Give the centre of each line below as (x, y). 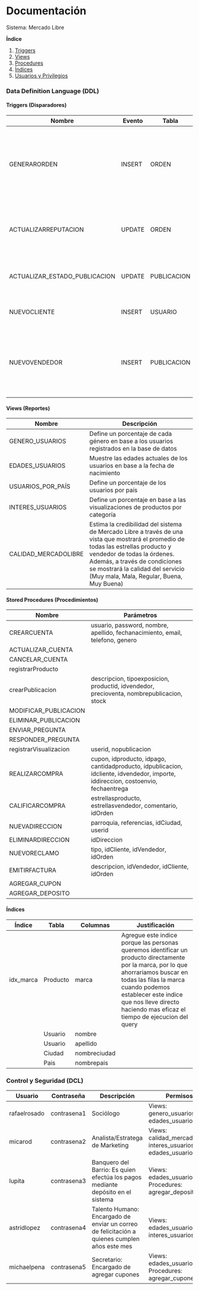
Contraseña (68, 1096)
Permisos (179, 1096)
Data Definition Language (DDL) (53, 91)
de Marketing (110, 1145)
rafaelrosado (27, 1113)
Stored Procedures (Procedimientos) (52, 600)
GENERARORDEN (33, 165)
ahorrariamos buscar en (155, 972)
